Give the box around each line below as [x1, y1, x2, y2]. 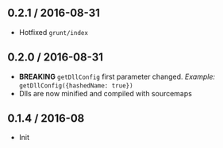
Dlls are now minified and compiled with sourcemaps [18, 88, 192, 98]
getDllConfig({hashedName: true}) [18, 81, 133, 90]
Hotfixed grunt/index [18, 27, 89, 37]
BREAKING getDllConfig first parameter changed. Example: [18, 72, 216, 81]
